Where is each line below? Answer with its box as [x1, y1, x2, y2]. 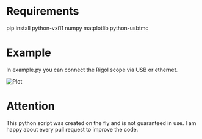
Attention [6, 99, 55, 113]
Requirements [6, 4, 79, 18]
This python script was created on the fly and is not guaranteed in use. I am [6, 119, 197, 126]
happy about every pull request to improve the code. [6, 126, 139, 133]
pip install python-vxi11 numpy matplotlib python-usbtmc [6, 24, 149, 32]
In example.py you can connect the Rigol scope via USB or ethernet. [6, 66, 178, 73]
